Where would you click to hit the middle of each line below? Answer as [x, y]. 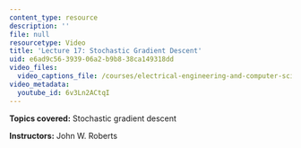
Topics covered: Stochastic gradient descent [93, 118]
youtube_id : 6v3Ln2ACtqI [64, 92]
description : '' [39, 26]
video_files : [34, 68]
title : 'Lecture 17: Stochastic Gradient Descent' [106, 51]
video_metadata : [39, 84]
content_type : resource [54, 17]
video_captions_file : [58, 76]
